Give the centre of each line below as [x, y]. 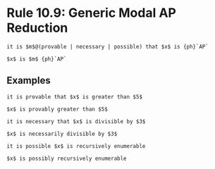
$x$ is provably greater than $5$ [57, 109]
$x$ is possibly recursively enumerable [67, 158]
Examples [29, 81]
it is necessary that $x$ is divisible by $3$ [76, 121]
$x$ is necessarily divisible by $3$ [62, 134]
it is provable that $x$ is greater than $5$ [74, 96]
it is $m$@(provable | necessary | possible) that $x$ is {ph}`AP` [108, 46]
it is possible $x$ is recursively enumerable [76, 146]
